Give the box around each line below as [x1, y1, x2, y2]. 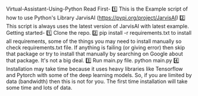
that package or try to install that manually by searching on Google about [6, 50, 183, 57]
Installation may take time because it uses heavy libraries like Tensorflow [6, 65, 183, 72]
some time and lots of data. [6, 84, 72, 91]
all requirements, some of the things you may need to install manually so [6, 38, 181, 45]
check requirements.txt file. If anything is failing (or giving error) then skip [6, 44, 186, 51]
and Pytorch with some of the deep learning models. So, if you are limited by [6, 72, 192, 78]
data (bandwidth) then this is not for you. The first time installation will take [6, 78, 188, 85]
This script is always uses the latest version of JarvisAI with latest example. [6, 23, 189, 29]
